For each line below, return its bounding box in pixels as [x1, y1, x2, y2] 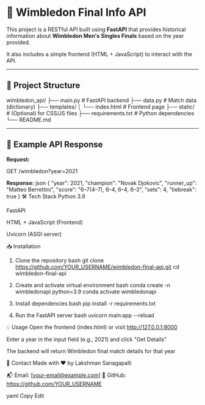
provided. [6, 38, 31, 46]
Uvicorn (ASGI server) [6, 230, 62, 237]
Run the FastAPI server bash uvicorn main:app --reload [15, 311, 154, 319]
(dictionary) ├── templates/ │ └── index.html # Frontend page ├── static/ [6, 103, 195, 110]
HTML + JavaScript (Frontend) [6, 218, 84, 226]
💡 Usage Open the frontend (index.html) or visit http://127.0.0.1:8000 [6, 323, 178, 331]
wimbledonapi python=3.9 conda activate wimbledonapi [15, 288, 157, 295]
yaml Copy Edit [6, 392, 45, 399]
